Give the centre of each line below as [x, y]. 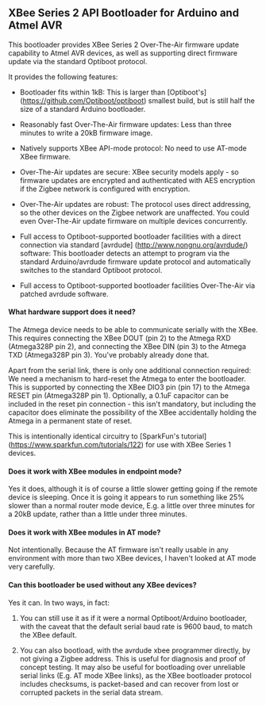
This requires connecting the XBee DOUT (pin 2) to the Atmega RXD [120, 338]
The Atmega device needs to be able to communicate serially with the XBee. [133, 330]
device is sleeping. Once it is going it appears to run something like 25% [126, 497]
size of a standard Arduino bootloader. [83, 109]
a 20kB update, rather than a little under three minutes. [98, 514]
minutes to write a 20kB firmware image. [86, 132]
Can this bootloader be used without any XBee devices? [102, 585]
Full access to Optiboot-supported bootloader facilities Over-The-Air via [137, 285]
